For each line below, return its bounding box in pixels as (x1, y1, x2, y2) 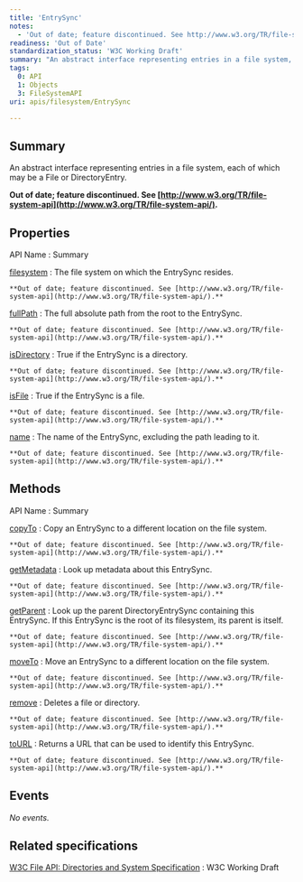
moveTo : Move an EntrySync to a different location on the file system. (9, 655, 271, 666)
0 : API (17, 72, 42, 81)
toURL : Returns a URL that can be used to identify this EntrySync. (9, 738, 255, 749)
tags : (9, 64, 30, 73)
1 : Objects (17, 80, 59, 89)
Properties (9, 225, 70, 240)
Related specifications (9, 839, 138, 854)
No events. (9, 812, 50, 822)
